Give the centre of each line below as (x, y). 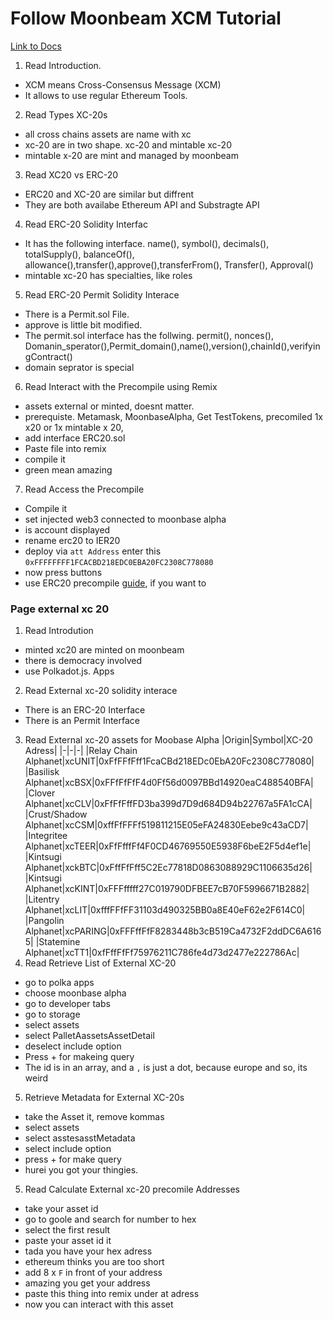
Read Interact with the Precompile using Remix (121, 386)
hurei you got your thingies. (81, 1170)
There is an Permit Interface (82, 721)
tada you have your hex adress (88, 1251)
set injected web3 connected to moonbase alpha (125, 519)
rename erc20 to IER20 (72, 540)
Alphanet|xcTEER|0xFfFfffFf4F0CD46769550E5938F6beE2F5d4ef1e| (168, 846)
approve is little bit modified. (83, 324)
